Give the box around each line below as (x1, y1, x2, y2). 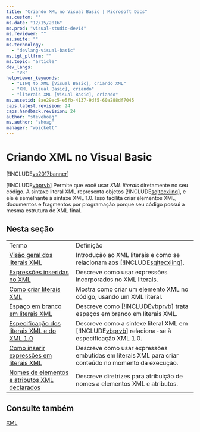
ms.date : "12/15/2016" (6, 20, 62, 26)
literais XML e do (9, 327, 57, 335)
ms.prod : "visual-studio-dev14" (6, 25, 86, 32)
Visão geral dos (9, 251, 53, 259)
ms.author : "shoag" (6, 120, 55, 126)
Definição (76, 241, 103, 249)
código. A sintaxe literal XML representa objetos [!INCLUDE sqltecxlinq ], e (6, 188, 186, 195)
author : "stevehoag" (6, 114, 58, 120)
